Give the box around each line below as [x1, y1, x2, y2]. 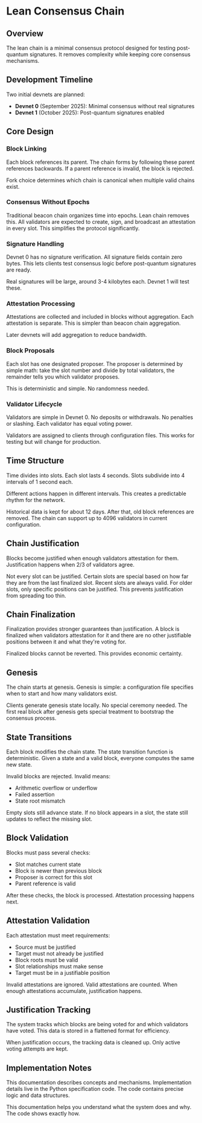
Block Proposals [6, 347, 55, 355]
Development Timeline [6, 74, 93, 85]
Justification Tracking [6, 1005, 91, 1015]
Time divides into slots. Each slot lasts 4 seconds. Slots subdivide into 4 [6, 472, 185, 479]
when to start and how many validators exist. [6, 690, 118, 697]
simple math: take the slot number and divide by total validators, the [6, 366, 175, 374]
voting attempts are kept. [6, 1045, 69, 1053]
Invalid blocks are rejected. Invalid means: [6, 773, 110, 780]
